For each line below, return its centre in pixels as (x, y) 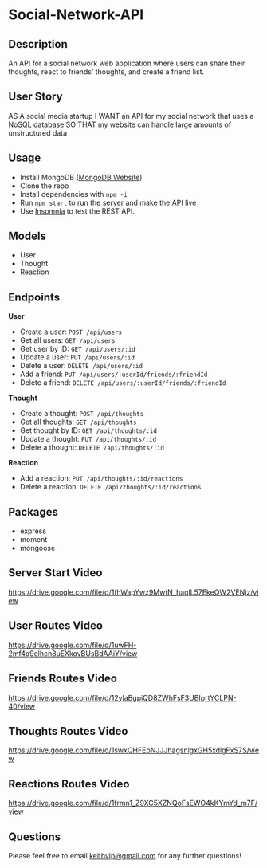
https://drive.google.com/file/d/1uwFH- (73, 645)
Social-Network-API (76, 15)
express (33, 531)
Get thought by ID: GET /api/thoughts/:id (88, 430)
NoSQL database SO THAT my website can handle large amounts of (120, 124)
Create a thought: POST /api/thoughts (82, 414)
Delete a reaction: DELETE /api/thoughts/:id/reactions (110, 487)
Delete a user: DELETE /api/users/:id (81, 366)
